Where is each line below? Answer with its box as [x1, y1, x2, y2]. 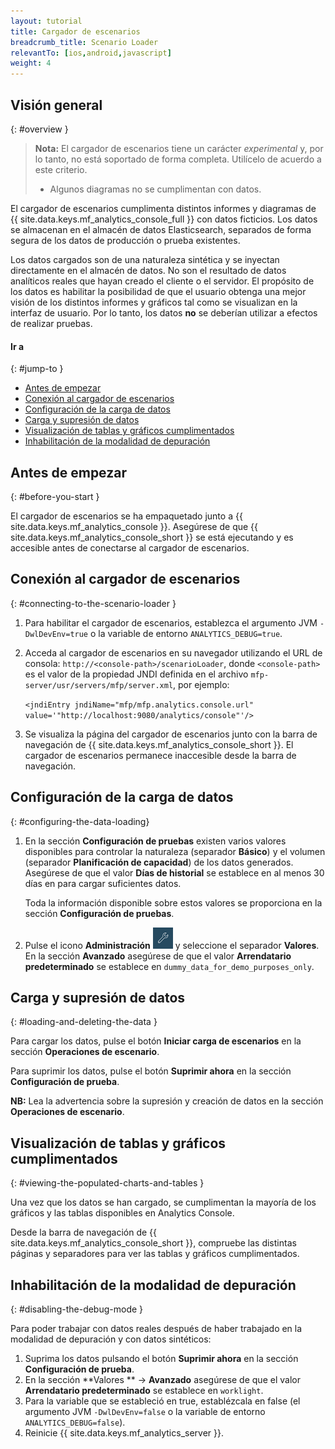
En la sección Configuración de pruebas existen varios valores [24, 835, 287, 847]
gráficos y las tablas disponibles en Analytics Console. [10, 1207, 235, 1219]
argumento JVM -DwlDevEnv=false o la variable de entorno [24, 1406, 266, 1418]
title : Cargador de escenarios [10, 26, 141, 37]
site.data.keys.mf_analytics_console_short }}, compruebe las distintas [10, 1237, 297, 1249]
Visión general [10, 96, 103, 114]
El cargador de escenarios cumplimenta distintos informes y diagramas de [10, 202, 317, 214]
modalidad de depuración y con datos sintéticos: [10, 1333, 212, 1345]
